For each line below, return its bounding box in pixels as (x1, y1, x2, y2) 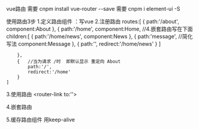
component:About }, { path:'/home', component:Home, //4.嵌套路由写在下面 (6, 26, 193, 32)
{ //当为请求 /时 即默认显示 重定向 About (17, 59, 121, 64)
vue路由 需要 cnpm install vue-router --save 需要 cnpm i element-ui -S (6, 5, 180, 12)
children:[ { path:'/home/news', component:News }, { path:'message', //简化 (6, 33, 193, 40)
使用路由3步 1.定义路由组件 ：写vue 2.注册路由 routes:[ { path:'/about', (6, 18, 180, 25)
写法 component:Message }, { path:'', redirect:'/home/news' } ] (6, 41, 161, 47)
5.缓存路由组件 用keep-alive (6, 116, 76, 123)
